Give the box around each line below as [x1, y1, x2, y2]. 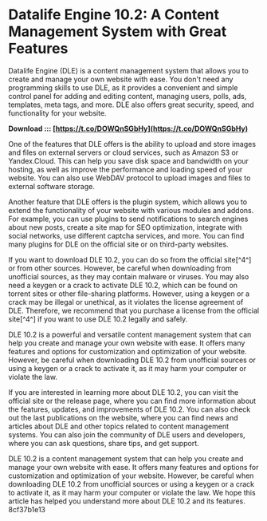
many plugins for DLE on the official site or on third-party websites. [8, 239, 229, 249]
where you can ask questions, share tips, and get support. [8, 438, 199, 448]
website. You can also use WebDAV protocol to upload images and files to [8, 173, 251, 183]
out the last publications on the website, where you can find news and [8, 412, 238, 422]
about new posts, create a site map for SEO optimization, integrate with [8, 222, 242, 232]
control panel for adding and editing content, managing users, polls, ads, [8, 91, 247, 101]
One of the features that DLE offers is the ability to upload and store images [8, 139, 257, 148]
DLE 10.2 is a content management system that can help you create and [8, 453, 244, 464]
